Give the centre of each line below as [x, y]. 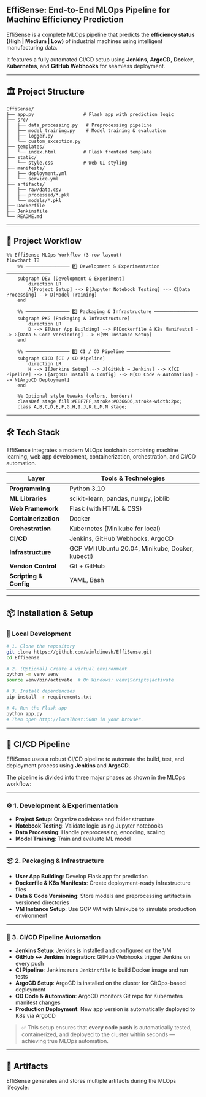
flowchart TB [23, 260]
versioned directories [42, 902]
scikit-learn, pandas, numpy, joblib [120, 498]
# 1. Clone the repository [41, 646]
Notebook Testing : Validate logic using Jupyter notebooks [89, 826]
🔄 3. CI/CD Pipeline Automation [54, 937]
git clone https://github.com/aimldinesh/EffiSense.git [79, 652]
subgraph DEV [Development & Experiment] [71, 279]
